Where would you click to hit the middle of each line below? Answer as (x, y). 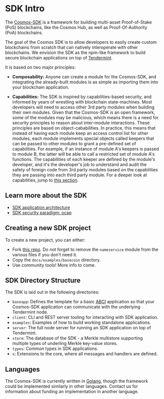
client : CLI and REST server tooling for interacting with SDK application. (85, 318)
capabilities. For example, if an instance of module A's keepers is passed (85, 149)
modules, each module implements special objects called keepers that (83, 138)
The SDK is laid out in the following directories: (52, 292)
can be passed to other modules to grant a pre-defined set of (74, 143)
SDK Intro (25, 9)
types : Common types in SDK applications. (55, 348)
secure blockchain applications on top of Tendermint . (59, 57)
